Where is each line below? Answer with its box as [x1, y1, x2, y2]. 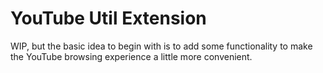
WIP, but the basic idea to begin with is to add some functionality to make [10, 40, 313, 52]
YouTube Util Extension [10, 7, 207, 30]
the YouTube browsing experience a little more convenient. [10, 50, 253, 62]
